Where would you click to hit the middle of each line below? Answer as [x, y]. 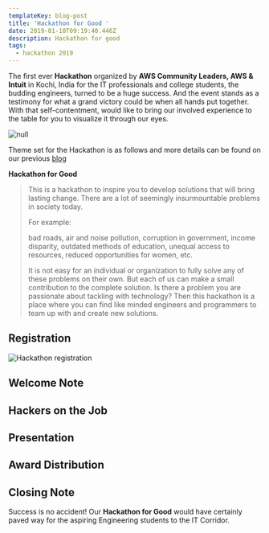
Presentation [41, 438]
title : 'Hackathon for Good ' [59, 23]
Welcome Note [46, 383]
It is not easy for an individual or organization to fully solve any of [136, 271]
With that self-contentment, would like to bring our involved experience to [130, 110]
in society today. [55, 207]
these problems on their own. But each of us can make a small [131, 279]
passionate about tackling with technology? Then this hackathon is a [141, 296]
